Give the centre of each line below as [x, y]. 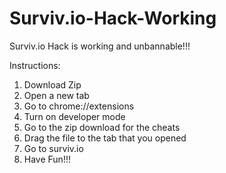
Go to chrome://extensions [79, 106]
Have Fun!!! [47, 159]
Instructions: [35, 65]
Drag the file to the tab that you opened [105, 138]
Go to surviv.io [53, 148]
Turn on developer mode [74, 116]
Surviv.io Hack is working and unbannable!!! [100, 46]
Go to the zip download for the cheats [102, 127]
